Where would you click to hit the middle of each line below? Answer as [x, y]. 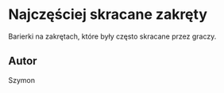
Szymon [22, 80]
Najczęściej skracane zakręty [108, 15]
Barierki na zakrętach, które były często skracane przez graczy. [112, 36]
